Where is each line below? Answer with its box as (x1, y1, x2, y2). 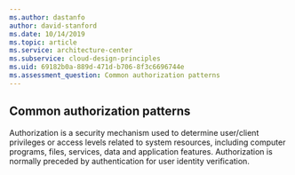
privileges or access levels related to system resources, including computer (9, 137, 286, 147)
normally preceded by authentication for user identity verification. (9, 155, 251, 166)
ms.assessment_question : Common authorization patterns (9, 71, 220, 80)
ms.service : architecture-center (9, 46, 133, 55)
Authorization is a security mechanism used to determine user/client (9, 127, 259, 138)
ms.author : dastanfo (9, 12, 86, 22)
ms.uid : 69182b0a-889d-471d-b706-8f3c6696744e (9, 63, 185, 72)
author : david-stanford (9, 21, 98, 30)
